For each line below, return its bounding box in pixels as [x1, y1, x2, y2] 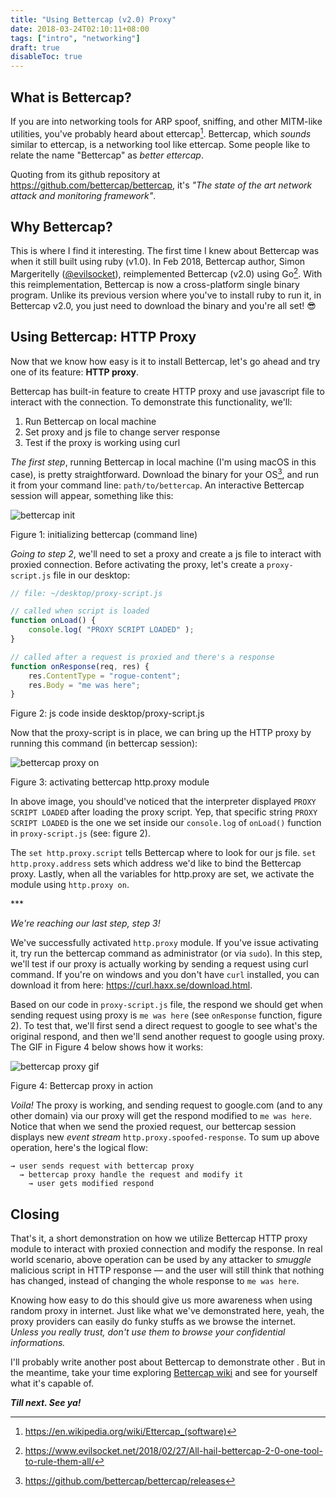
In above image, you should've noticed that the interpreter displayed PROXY [10, 796, 317, 808]
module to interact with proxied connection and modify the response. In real [10, 1243, 323, 1255]
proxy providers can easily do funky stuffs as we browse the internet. [10, 1316, 297, 1328]
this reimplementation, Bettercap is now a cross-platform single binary [10, 279, 300, 291]
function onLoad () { [10, 616, 97, 626]
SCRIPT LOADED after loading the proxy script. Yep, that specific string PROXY [10, 806, 318, 818]
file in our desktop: [53, 569, 131, 581]
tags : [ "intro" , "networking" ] [10, 33, 141, 43]
